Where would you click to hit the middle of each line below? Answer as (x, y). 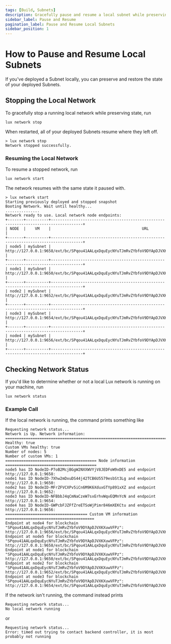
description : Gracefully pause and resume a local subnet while (75, 15)
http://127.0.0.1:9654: (31, 501)
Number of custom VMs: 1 (32, 456)
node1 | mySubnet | (31, 269)
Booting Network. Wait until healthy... (49, 207)
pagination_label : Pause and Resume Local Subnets (60, 24)
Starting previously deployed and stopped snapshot (61, 202)
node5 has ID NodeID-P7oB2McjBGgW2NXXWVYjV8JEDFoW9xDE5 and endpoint (81, 470)
